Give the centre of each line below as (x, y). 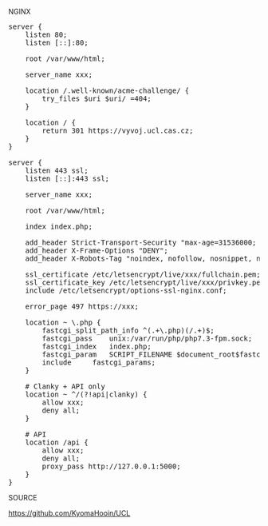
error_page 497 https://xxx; (82, 307)
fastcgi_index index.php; (97, 347)
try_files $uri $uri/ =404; (97, 99)
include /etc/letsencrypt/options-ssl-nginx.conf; (126, 291)
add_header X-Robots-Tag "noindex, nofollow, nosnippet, (139, 259)
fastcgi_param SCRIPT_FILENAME (107, 355)
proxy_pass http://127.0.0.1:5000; (111, 466)
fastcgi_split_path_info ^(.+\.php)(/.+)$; (128, 331)
